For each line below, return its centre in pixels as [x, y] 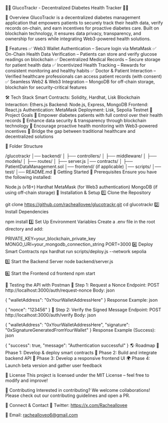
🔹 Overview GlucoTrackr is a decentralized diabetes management [73, 17]
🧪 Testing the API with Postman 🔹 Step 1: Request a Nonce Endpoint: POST [82, 285]
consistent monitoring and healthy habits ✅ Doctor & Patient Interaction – [81, 71]
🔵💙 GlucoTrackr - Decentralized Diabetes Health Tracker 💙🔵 [67, 8]
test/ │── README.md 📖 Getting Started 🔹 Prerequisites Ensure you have [81, 172]
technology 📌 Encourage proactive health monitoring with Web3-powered [81, 126]
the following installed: [28, 177]
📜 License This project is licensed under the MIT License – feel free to [77, 375]
